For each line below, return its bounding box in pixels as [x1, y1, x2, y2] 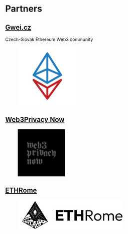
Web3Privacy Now [5, 115, 65, 124]
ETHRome [5, 186, 37, 195]
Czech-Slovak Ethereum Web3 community [5, 36, 93, 42]
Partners [5, 3, 43, 15]
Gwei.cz [5, 23, 32, 32]
